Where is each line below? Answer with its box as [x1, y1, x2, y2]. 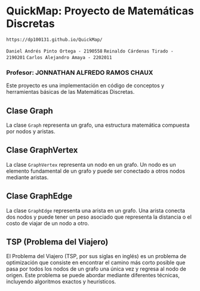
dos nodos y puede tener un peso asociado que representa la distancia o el [6, 213, 192, 220]
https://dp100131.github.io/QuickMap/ [6, 36, 103, 42]
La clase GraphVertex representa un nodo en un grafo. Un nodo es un [6, 161, 176, 168]
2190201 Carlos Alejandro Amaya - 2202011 [6, 54, 112, 60]
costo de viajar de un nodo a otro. [6, 219, 90, 226]
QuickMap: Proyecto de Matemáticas [6, 4, 194, 18]
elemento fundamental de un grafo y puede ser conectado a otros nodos [6, 167, 185, 174]
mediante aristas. [6, 173, 49, 180]
